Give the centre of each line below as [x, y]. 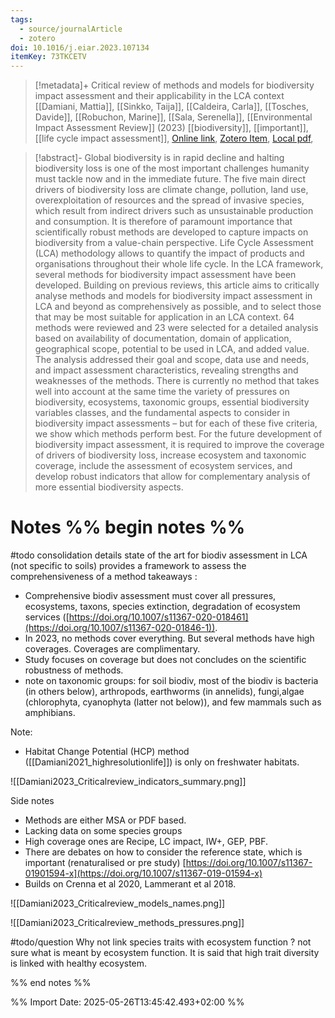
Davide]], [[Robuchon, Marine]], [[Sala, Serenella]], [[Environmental [173, 117]
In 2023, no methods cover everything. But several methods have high [169, 638]
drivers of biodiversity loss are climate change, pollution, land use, [171, 190]
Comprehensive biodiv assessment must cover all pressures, [150, 596]
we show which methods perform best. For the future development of [178, 434]
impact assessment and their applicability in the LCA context [159, 96]
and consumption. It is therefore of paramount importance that [163, 222]
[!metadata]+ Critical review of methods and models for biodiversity [174, 85]
